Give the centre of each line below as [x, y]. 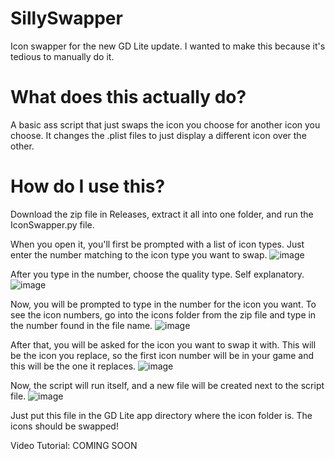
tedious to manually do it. [62, 56]
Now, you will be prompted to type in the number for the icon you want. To [163, 304]
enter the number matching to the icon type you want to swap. [139, 254]
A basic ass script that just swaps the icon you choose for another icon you [165, 124]
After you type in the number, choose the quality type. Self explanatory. [157, 274]
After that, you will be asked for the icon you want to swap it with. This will [163, 344]
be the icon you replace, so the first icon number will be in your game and [162, 355]
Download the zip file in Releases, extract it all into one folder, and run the [162, 214]
